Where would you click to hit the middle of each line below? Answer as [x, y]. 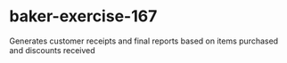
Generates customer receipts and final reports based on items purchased [144, 41]
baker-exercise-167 [83, 16]
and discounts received [52, 50]
